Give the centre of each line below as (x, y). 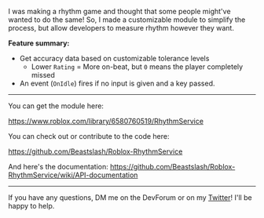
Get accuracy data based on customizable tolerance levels (114, 58)
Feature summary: (39, 43)
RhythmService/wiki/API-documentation (73, 175)
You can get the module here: (56, 106)
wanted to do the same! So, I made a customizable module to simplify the (127, 20)
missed (43, 75)
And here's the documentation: (58, 167)
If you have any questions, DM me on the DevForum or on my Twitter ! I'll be (130, 198)
